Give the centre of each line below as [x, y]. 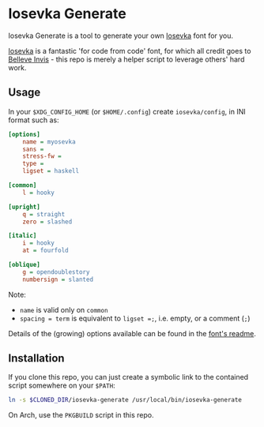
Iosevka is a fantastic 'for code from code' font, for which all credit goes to [130, 51]
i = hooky [39, 243]
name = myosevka [49, 142]
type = [33, 164]
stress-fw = [42, 156]
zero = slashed [47, 222]
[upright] [25, 207]
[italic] [23, 236]
